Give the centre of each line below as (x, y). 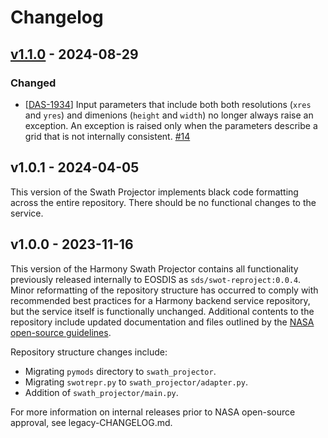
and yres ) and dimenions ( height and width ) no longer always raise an (169, 115)
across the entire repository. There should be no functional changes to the (163, 202)
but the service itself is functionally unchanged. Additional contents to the (162, 311)
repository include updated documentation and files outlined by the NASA (162, 322)
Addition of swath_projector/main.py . (101, 392)
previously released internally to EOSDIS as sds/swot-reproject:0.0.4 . (156, 279)
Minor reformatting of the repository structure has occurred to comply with (164, 290)
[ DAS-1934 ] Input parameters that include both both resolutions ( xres (168, 104)
